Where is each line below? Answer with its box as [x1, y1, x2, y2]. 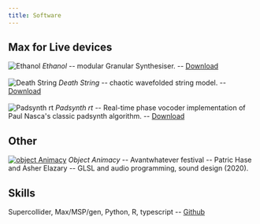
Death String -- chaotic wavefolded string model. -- [58, 78, 227, 87]
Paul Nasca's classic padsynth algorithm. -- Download [8, 112, 185, 121]
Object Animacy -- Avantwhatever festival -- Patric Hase [68, 155, 252, 165]
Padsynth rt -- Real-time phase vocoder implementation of [54, 103, 246, 112]
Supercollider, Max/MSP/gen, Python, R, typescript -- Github [8, 207, 206, 217]
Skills [8, 186, 35, 200]
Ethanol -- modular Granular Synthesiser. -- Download [42, 61, 219, 71]
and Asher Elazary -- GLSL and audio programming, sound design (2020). [8, 163, 249, 173]
